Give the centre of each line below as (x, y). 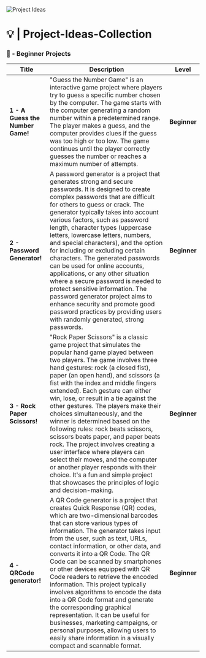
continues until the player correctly (100, 149)
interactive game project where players (106, 88)
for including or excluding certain (97, 251)
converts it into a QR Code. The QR (100, 554)
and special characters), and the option (106, 243)
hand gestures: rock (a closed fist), (100, 368)
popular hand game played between (102, 352)
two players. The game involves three (104, 360)
